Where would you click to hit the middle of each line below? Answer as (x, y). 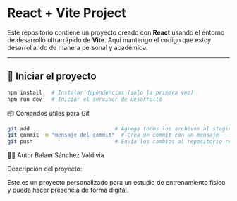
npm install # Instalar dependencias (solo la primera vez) (101, 92)
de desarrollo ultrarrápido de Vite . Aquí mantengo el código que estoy (109, 39)
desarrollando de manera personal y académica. (78, 47)
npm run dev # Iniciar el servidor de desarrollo (85, 99)
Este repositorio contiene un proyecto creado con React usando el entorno (116, 32)
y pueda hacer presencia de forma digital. (68, 190)
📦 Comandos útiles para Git (48, 113)
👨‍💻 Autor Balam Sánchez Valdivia (56, 155)
